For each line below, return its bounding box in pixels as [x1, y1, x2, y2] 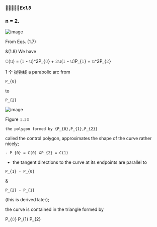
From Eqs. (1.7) [5, 38, 36, 45]
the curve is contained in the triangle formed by [5, 206, 104, 212]
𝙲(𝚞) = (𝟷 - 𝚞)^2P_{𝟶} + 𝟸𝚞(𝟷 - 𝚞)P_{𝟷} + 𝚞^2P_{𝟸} [5, 58, 111, 64]
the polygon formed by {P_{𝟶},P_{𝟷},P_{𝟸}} [5, 126, 98, 131]
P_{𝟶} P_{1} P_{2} [5, 216, 41, 222]
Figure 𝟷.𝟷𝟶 [5, 116, 30, 122]
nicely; [5, 141, 19, 147]
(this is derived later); [5, 197, 49, 203]
